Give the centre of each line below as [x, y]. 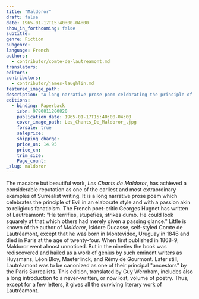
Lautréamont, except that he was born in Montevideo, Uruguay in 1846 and [98, 234]
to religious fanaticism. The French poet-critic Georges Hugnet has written [97, 209]
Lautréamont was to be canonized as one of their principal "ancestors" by [97, 266]
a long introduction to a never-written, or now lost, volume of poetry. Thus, [97, 278]
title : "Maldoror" [29, 12]
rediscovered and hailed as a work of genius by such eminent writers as [94, 253]
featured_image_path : [33, 89]
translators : [22, 67]
